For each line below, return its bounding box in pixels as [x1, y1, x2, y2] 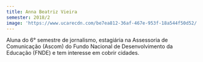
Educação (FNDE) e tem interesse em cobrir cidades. [6, 49, 140, 57]
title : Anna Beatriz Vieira [6, 8, 78, 15]
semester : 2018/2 [6, 14, 50, 20]
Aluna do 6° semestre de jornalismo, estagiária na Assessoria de [6, 37, 168, 44]
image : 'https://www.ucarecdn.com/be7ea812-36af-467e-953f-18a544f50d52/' [6, 20, 200, 26]
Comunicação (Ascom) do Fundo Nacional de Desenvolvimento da [6, 43, 173, 50]
